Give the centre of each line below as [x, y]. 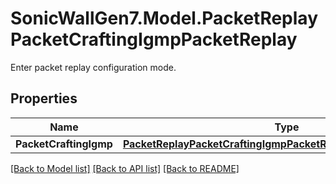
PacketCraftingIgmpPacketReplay [154, 39]
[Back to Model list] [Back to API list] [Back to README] [125, 168]
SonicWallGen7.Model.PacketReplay [164, 18]
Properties [44, 98]
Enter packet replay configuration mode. [93, 67]
